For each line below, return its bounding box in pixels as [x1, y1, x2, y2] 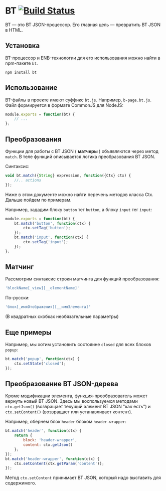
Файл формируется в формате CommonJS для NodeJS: [5, 102, 124, 108]
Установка [5, 42, 40, 50]
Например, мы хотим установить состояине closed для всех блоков [5, 342, 151, 347]
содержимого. [5, 480, 37, 486]
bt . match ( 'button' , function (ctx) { [14, 221, 91, 226]
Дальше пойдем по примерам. [5, 197, 72, 203]
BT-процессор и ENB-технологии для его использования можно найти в [5, 55, 160, 61]
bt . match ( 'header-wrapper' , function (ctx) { [5, 456, 100, 461]
